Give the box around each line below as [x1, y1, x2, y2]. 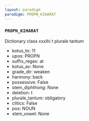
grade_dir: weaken [11, 69, 50, 75]
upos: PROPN [11, 53, 40, 59]
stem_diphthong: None [11, 84, 59, 90]
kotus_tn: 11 [11, 47, 36, 53]
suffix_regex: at [11, 58, 44, 64]
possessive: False [11, 79, 49, 85]
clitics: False [11, 100, 38, 106]
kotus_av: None [11, 63, 44, 69]
